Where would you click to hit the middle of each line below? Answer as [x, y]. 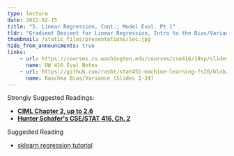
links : [17, 53]
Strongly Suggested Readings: [51, 98]
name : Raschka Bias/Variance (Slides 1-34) [90, 78]
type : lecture [28, 14]
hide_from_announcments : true [51, 46]
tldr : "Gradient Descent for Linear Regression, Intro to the [99, 33]
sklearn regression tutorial [55, 146]
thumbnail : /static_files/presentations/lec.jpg [79, 40]
